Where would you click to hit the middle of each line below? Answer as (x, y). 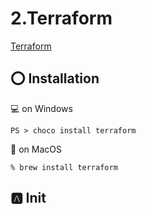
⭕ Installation (55, 78)
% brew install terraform (64, 167)
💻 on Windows (41, 108)
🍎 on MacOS (36, 149)
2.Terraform (61, 18)
